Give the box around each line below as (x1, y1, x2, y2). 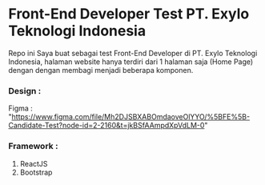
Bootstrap (19, 167, 53, 177)
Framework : (8, 141, 58, 152)
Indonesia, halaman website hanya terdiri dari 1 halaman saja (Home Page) (8, 57, 254, 66)
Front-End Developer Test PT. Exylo (8, 5, 250, 23)
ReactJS (19, 159, 48, 168)
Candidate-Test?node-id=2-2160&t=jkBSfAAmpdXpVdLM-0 (8, 121, 205, 131)
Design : (8, 85, 42, 96)
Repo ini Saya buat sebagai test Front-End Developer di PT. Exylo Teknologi (8, 48, 258, 58)
